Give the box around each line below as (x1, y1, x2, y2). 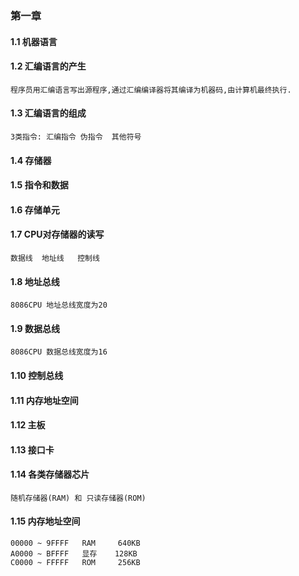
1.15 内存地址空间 (10, 515, 81, 527)
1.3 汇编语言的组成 (10, 107, 87, 119)
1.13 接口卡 (10, 443, 55, 456)
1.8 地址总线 (10, 275, 60, 287)
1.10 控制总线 (10, 369, 64, 381)
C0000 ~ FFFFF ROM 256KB (10, 558, 141, 568)
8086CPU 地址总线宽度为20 (10, 300, 108, 311)
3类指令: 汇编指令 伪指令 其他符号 (10, 132, 142, 142)
